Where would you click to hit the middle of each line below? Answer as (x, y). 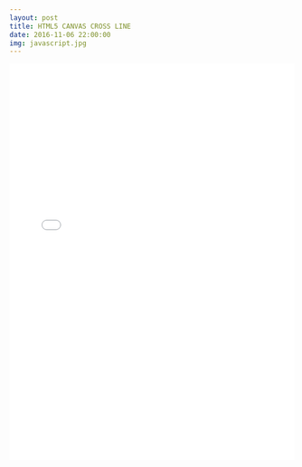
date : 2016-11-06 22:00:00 (60, 34)
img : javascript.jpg (48, 43)
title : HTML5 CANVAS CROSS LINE (70, 26)
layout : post (34, 18)
